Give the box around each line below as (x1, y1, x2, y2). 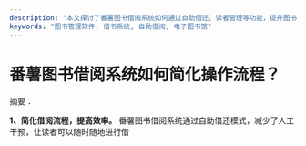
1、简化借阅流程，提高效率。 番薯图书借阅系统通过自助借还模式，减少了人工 (9, 115, 294, 126)
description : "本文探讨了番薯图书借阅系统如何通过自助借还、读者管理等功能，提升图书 (9, 13, 298, 23)
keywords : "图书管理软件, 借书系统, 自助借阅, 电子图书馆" (9, 22, 212, 31)
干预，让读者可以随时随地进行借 (9, 127, 129, 138)
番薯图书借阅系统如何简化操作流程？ (9, 64, 281, 85)
